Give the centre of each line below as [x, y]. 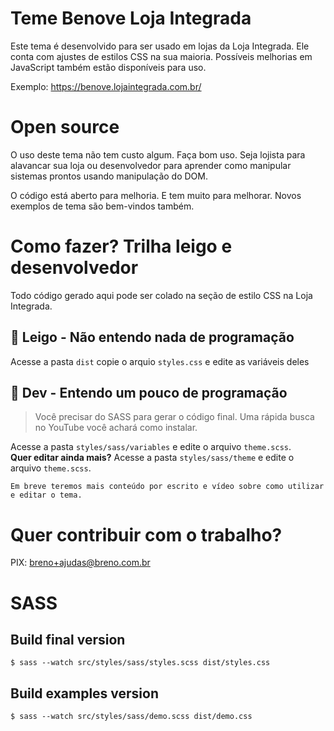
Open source [65, 127]
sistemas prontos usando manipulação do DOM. [109, 176]
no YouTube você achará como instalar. [116, 428]
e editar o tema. [46, 495]
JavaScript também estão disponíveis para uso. [108, 67]
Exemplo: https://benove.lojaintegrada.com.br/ [106, 86]
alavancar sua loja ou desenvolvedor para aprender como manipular [151, 165]
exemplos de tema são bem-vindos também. [102, 206]
